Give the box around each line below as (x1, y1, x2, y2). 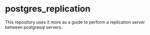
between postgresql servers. (5, 24, 63, 30)
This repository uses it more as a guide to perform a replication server (5, 19, 145, 25)
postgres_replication (5, 3, 91, 14)
